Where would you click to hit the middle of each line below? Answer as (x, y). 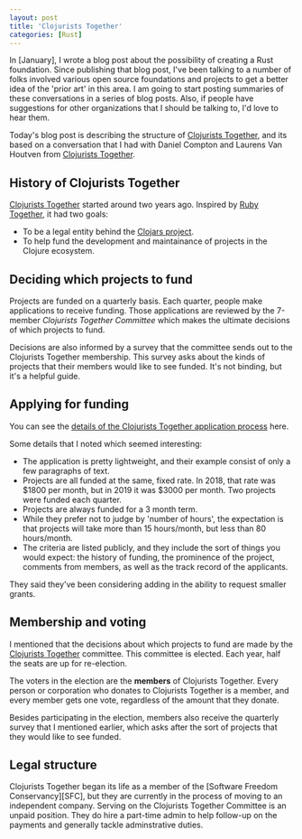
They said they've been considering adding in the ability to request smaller (148, 584)
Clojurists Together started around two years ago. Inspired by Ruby (134, 205)
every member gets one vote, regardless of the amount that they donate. (144, 700)
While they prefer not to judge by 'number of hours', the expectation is (153, 518)
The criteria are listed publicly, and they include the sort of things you (151, 547)
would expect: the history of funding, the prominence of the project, (148, 557)
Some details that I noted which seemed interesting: (106, 443)
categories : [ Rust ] (46, 34)
